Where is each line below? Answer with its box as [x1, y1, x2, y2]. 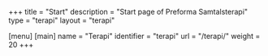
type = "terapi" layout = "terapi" [8, 15, 115, 25]
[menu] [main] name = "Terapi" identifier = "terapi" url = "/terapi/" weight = [8, 32, 261, 41]
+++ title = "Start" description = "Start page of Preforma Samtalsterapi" [8, 7, 249, 16]
